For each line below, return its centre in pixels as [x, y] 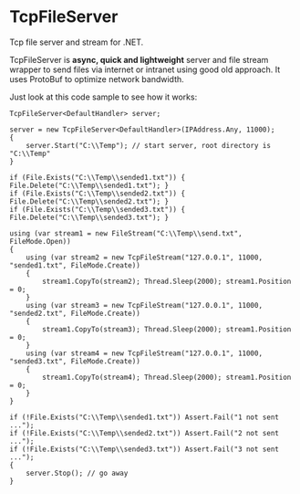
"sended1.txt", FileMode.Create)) [75, 265]
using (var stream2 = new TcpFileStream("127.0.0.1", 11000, [144, 258]
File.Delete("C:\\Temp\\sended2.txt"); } [89, 201]
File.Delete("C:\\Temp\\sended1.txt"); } [89, 185]
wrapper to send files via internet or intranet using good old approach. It [145, 69]
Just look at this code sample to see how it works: [103, 97]
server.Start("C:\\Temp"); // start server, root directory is [149, 145]
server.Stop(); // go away [77, 473]
